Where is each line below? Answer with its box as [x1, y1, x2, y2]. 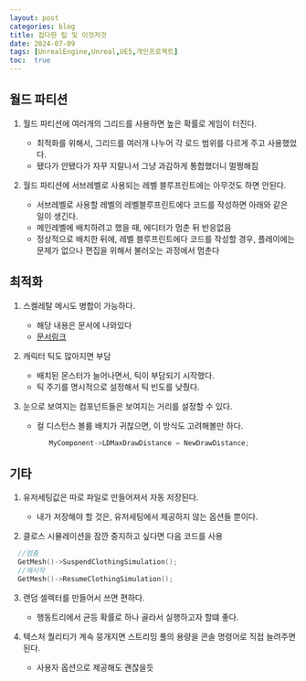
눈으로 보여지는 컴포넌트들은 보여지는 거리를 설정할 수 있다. [22, 400, 233, 411]
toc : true [9, 56, 51, 65]
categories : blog [9, 22, 76, 31]
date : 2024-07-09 [9, 38, 76, 48]
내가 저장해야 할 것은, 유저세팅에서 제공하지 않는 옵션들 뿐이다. [36, 511, 259, 522]
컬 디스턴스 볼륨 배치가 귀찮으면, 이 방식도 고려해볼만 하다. [36, 420, 244, 431]
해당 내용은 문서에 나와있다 [36, 319, 132, 330]
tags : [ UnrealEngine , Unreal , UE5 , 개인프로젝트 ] [9, 48, 178, 57]
